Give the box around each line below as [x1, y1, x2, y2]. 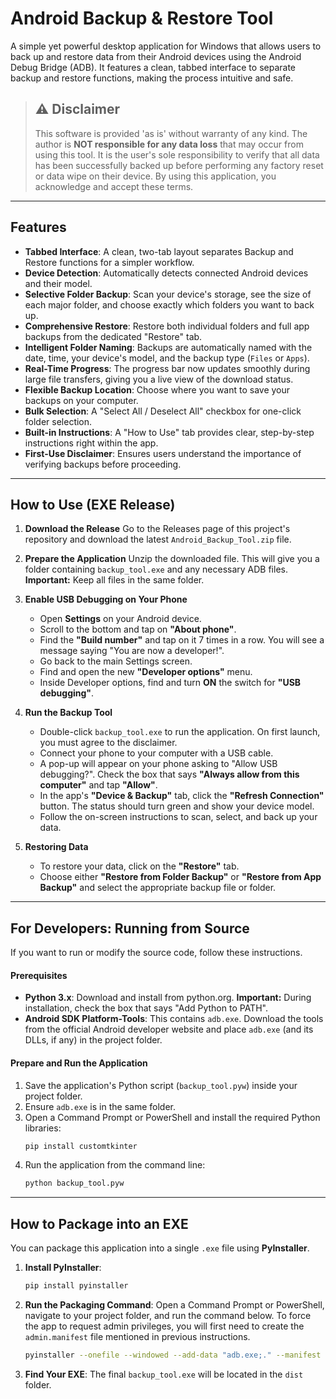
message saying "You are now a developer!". [39, 645, 225, 657]
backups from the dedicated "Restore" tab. [24, 330, 203, 342]
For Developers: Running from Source [10, 920, 250, 937]
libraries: [24, 1122, 62, 1134]
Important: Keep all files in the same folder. [24, 574, 205, 586]
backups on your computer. [24, 394, 139, 406]
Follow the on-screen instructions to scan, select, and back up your [39, 811, 318, 823]
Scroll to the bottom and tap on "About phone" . [39, 623, 237, 636]
